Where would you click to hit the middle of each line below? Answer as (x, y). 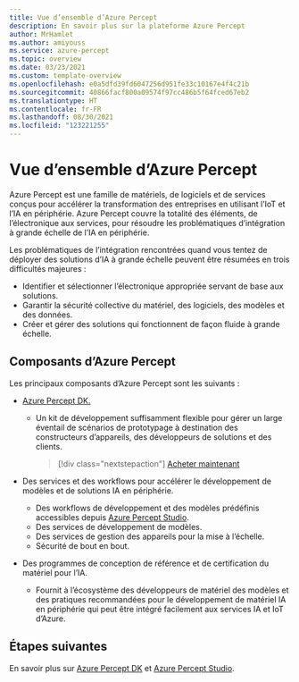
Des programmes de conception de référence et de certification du (145, 563)
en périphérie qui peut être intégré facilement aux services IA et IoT (159, 609)
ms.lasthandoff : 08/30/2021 (62, 117)
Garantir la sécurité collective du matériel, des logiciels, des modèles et (154, 305)
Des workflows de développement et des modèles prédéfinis (147, 508)
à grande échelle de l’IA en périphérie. (79, 232)
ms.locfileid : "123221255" (59, 126)
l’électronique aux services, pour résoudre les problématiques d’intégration (147, 223)
